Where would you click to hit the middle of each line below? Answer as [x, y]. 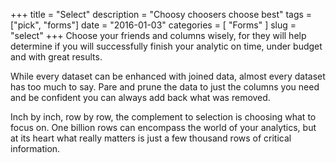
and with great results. [56, 57]
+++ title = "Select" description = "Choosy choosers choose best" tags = [161, 14]
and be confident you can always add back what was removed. [140, 97]
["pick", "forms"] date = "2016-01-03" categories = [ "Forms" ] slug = [153, 25]
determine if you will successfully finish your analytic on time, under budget [166, 46]
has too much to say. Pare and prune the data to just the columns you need [165, 87]
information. [35, 148]
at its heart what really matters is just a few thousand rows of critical [151, 138]
